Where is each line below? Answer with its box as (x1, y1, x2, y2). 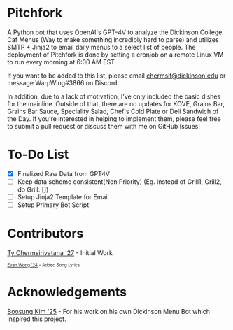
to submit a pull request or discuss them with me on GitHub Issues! (7, 122, 201, 130)
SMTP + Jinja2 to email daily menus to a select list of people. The (7, 43, 196, 51)
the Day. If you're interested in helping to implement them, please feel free (7, 114, 222, 123)
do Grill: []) (17, 185, 49, 194)
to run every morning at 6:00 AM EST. (7, 57, 117, 66)
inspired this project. (7, 315, 66, 323)
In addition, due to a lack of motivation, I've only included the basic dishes (7, 92, 221, 101)
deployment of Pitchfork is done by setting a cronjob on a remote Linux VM (7, 50, 224, 59)
